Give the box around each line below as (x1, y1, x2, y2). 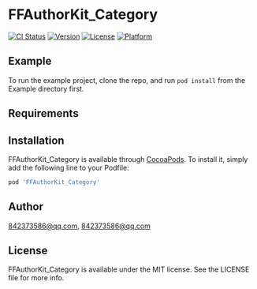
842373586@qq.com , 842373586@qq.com (8, 221, 151, 231)
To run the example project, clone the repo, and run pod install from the (8, 75, 246, 84)
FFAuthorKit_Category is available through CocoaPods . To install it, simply (8, 154, 248, 163)
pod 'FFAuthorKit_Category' (8, 178, 101, 186)
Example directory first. (8, 84, 84, 93)
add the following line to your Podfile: (8, 163, 130, 172)
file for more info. (8, 273, 65, 283)
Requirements (8, 107, 79, 120)
